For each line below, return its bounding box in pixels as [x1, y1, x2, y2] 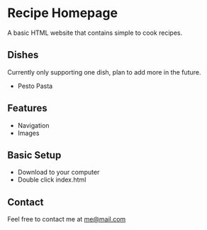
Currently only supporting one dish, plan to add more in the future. [7, 67, 201, 76]
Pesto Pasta [17, 82, 53, 90]
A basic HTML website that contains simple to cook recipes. [7, 28, 183, 37]
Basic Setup [7, 149, 62, 161]
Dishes [7, 49, 39, 61]
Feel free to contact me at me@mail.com [7, 215, 126, 224]
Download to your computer [17, 168, 100, 177]
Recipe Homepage [7, 5, 118, 21]
